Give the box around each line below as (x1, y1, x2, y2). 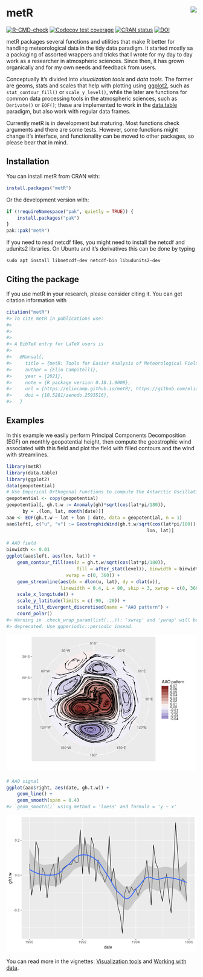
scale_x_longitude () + (17, 592, 74, 598)
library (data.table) (6, 470, 59, 476)
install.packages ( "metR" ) (6, 185, 71, 191)
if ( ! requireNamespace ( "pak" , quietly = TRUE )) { (6, 208, 134, 215)
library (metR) (6, 463, 42, 470)
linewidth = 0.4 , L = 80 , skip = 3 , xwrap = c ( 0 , (60, 585, 188, 591)
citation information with (6, 296, 67, 303)
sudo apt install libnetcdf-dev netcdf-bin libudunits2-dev (6, 258, 161, 264)
